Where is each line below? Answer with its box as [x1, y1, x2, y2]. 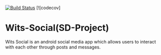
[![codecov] [36, 5, 61, 10]
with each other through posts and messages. [5, 44, 101, 50]
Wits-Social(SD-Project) [5, 22, 110, 33]
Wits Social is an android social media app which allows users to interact [5, 38, 156, 44]
